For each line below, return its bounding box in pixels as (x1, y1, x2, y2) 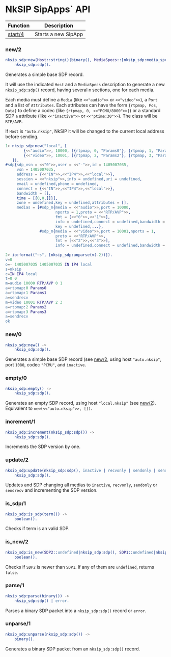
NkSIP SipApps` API (5, 4, 91, 15)
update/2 (5, 456, 29, 463)
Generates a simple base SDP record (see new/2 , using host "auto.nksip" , (5, 356, 162, 362)
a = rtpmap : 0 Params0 (5, 285, 47, 291)
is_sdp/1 (5, 500, 26, 507)
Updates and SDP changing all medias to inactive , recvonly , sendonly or (5, 482, 158, 488)
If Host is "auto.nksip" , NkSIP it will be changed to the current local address (5, 128, 164, 134)
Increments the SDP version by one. (5, 443, 80, 450)
